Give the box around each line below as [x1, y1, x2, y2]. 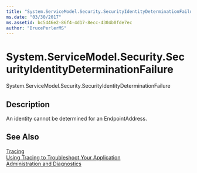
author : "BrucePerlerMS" [6, 25, 67, 31]
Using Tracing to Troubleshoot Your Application [6, 154, 121, 161]
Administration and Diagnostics [6, 160, 82, 167]
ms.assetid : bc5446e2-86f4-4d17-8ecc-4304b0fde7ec [6, 19, 133, 25]
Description [6, 99, 50, 109]
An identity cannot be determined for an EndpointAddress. [6, 115, 148, 122]
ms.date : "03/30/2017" [6, 14, 62, 20]
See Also [6, 132, 39, 142]
